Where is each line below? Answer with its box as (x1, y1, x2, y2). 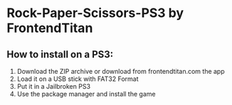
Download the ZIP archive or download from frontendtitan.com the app (16, 67, 225, 75)
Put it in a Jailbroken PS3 (16, 82, 90, 90)
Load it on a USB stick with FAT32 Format (16, 74, 139, 83)
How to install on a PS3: (6, 48, 114, 60)
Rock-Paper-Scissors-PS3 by (6, 5, 184, 21)
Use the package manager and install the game (16, 90, 156, 98)
